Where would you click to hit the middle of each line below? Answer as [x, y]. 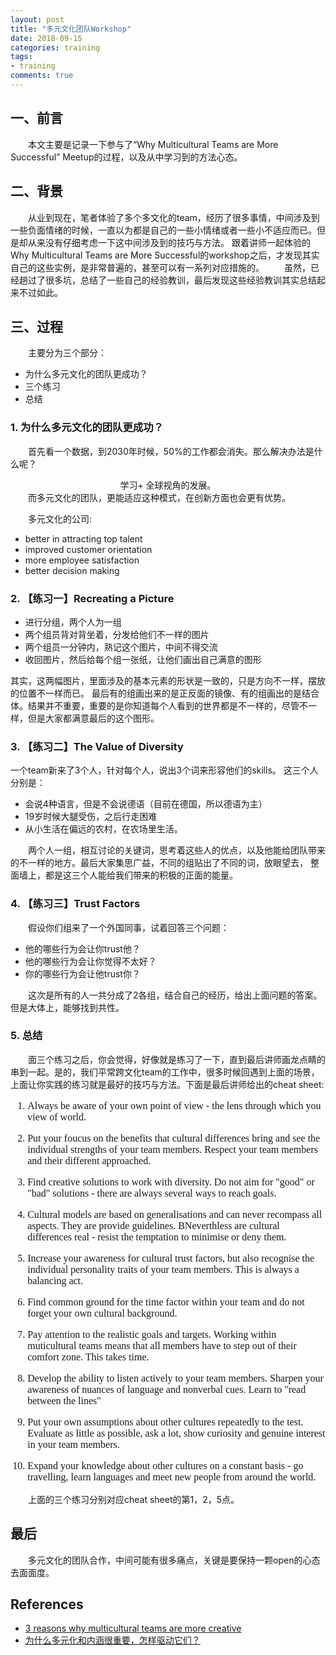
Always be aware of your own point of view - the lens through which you [174, 1105]
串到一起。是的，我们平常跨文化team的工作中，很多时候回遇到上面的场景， [165, 1072]
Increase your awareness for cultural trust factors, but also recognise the [171, 1258]
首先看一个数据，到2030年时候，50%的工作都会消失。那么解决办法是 [171, 451]
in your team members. [73, 1444]
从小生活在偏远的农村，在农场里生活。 [103, 829]
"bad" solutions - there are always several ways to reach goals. [152, 1193]
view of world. [57, 1117]
